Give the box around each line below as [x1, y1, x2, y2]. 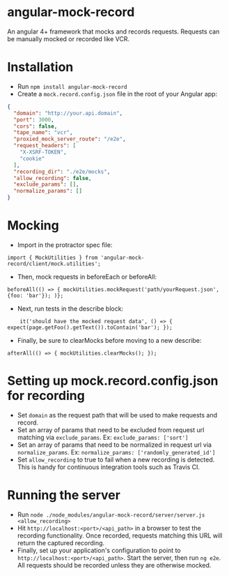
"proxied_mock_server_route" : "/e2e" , [13, 135, 127, 143]
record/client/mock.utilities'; [7, 260, 101, 267]
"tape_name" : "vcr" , [13, 129, 73, 136]
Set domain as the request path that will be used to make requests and [17, 411, 218, 419]
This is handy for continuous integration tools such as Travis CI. [17, 462, 200, 471]
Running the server [7, 487, 120, 503]
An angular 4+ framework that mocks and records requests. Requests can [7, 27, 220, 36]
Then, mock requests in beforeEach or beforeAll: [17, 272, 157, 281]
